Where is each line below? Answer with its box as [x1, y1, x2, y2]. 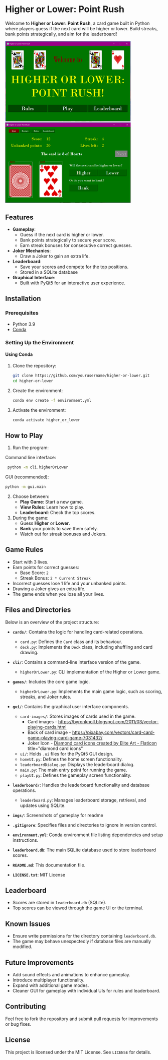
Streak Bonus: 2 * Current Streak [20, 575, 91, 581]
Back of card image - [27, 729, 71, 735]
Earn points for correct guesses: [12, 564, 79, 570]
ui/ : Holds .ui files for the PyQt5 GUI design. [20, 751, 114, 757]
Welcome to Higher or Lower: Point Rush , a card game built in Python [5, 20, 150, 26]
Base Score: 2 [20, 570, 49, 576]
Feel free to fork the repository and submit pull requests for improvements [5, 1016, 158, 1022]
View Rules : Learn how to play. [20, 504, 85, 510]
